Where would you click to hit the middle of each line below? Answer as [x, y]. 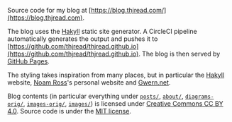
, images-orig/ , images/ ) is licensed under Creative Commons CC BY [123, 104]
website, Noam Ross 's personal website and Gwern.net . [89, 83]
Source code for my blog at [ [49, 10]
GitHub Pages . [28, 61]
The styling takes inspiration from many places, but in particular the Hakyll [116, 75]
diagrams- [199, 97]
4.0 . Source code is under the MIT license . [69, 111]
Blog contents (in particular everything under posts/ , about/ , [95, 96]
